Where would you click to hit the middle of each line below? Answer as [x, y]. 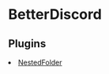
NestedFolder [40, 62]
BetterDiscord [55, 15]
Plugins [27, 44]
